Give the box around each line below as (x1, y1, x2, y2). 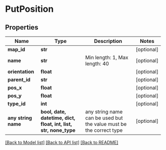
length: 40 (85, 60, 109, 67)
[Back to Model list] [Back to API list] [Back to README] (5, 140, 119, 145)
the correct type (85, 127, 123, 134)
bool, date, (41, 109, 66, 115)
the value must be (85, 121, 127, 127)
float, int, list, (41, 121, 72, 127)
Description (94, 38, 123, 44)
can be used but (85, 114, 123, 121)
